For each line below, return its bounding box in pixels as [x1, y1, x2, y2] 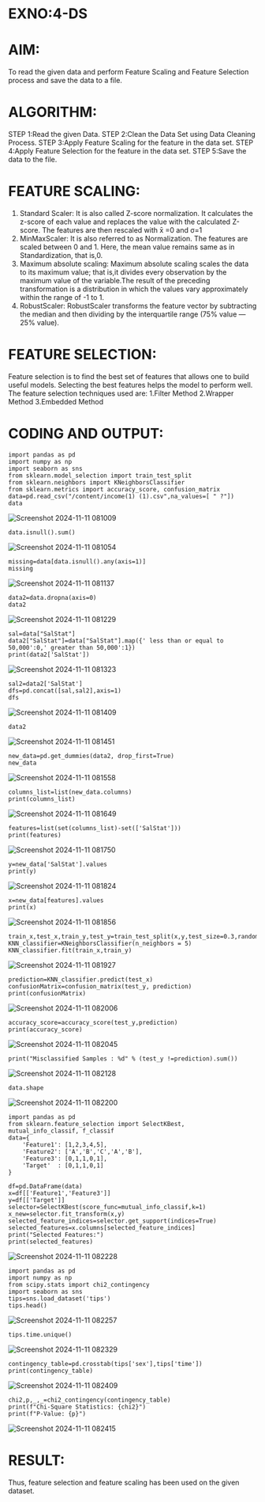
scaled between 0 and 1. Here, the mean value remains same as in [19, 242, 235, 252]
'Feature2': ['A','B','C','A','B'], [22, 1147, 144, 1155]
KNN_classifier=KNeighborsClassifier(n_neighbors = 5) [8, 939, 192, 947]
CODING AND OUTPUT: [8, 425, 164, 443]
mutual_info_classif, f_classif [8, 1127, 114, 1135]
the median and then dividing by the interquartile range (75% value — [19, 309, 246, 319]
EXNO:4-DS [8, 5, 88, 23]
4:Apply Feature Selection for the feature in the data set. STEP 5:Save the [8, 146, 247, 156]
